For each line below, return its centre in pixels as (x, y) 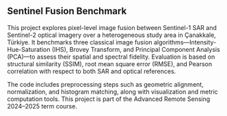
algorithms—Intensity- (185, 42)
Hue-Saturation (29, 49)
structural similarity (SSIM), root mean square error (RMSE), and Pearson (110, 63)
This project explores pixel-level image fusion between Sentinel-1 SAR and (112, 27)
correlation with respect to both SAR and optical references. (92, 71)
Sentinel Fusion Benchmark (67, 11)
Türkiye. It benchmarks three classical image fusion (80, 42)
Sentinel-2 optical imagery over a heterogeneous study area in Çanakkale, (112, 35)
